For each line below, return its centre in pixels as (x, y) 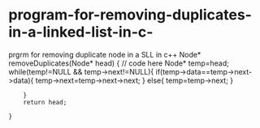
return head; (45, 102)
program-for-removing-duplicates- (130, 15)
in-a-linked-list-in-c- (81, 32)
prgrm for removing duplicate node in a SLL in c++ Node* (105, 54)
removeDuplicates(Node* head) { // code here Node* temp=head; (119, 63)
